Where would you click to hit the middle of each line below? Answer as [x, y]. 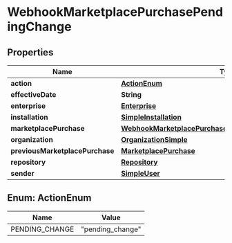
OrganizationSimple [154, 139]
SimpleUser [140, 173]
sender [22, 173]
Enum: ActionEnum [49, 198]
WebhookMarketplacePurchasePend [115, 12]
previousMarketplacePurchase [62, 151]
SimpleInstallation [151, 117]
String [131, 94]
